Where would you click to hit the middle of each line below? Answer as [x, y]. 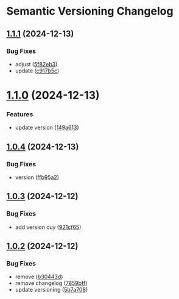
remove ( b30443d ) [39, 277]
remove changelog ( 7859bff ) [51, 283]
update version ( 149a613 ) [47, 128]
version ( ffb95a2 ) [37, 177]
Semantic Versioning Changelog [90, 11]
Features [20, 114]
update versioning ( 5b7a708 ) [51, 290]
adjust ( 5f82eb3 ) [36, 64]
